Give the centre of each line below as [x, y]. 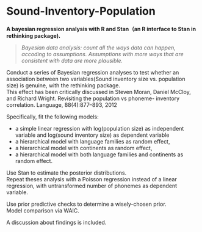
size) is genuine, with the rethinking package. [63, 85]
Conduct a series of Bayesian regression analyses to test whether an [93, 72]
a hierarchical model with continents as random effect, [84, 148]
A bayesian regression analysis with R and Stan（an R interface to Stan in [101, 29]
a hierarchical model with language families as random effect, [92, 141]
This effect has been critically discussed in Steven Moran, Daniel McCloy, [99, 92]
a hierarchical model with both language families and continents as [99, 154]
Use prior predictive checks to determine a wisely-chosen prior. [86, 204]
